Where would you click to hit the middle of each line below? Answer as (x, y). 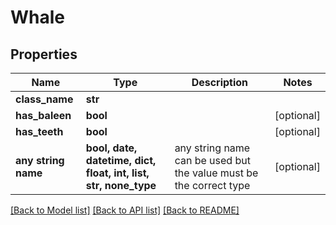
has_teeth (39, 131)
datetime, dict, (121, 160)
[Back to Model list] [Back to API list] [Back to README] (125, 210)
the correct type (212, 185)
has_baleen (43, 115)
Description (220, 82)
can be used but (212, 160)
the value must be (216, 173)
